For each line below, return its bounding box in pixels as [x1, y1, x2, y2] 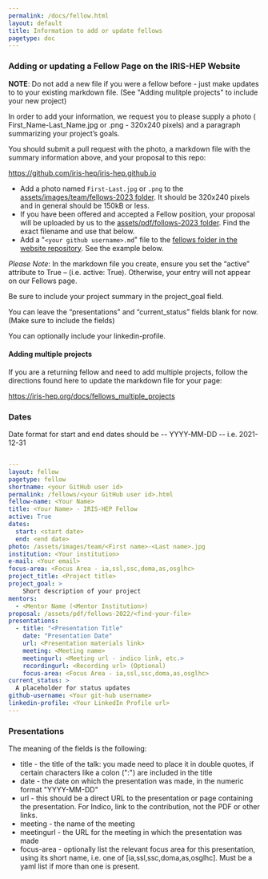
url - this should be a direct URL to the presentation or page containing [19, 793, 254, 803]
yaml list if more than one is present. [19, 861, 140, 871]
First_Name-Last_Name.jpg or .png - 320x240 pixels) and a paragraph [8, 119, 242, 129]
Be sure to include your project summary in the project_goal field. [8, 291, 224, 301]
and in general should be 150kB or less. [19, 201, 150, 210]
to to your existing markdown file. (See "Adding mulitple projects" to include [8, 87, 258, 97]
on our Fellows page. [8, 276, 78, 286]
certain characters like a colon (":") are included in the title [19, 768, 213, 778]
